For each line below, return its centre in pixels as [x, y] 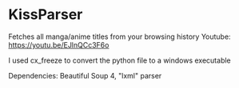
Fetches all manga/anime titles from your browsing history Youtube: [119, 36]
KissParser [46, 15]
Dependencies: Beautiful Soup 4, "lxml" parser [85, 75]
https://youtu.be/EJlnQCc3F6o [59, 44]
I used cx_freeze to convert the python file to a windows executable [120, 60]
